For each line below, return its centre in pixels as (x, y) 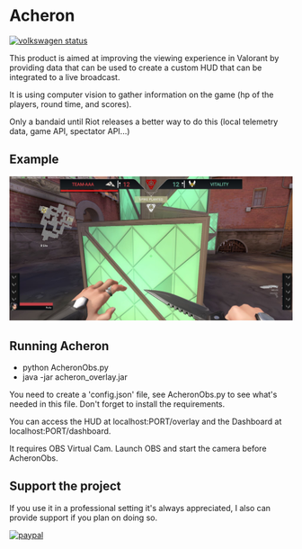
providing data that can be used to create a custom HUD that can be (136, 67)
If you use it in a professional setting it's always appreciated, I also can (140, 508)
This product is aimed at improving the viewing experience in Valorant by (144, 58)
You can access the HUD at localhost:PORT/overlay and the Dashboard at (146, 421)
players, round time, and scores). (71, 103)
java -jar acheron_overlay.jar (75, 377)
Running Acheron (59, 346)
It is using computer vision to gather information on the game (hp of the (142, 94)
